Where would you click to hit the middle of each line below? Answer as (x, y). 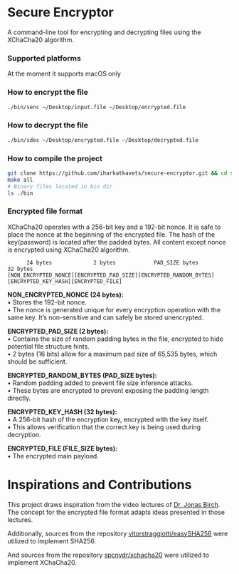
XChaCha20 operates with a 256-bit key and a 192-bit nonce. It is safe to (114, 227)
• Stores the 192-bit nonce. (47, 302)
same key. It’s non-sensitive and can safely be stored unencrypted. (106, 317)
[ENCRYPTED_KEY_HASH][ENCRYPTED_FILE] (65, 281)
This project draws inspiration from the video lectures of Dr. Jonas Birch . (114, 504)
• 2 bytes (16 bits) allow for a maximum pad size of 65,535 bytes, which (112, 354)
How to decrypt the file (48, 125)
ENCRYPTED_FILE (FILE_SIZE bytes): (63, 448)
